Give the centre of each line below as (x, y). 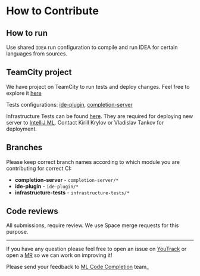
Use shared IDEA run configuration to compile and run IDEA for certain (92, 47)
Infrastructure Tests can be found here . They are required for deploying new (100, 116)
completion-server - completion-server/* (67, 179)
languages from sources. (37, 54)
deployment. (21, 129)
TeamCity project (39, 72)
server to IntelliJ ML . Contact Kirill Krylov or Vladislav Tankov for (85, 122)
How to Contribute (53, 11)
